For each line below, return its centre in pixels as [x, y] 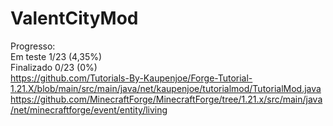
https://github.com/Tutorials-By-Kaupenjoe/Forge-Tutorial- [131, 78]
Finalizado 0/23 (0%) [54, 67]
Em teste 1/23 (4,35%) [56, 56]
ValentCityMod [74, 18]
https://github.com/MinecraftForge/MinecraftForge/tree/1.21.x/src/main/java [166, 99]
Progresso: [33, 46]
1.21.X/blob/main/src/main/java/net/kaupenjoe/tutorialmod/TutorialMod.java [166, 88]
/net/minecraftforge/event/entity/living [89, 109]
